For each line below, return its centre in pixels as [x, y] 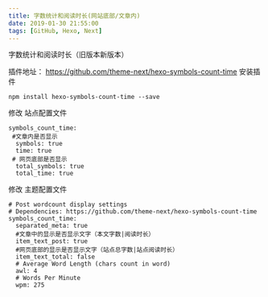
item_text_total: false [55, 257]
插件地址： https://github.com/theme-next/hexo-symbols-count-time [123, 72]
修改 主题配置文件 [37, 189]
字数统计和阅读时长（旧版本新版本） [68, 55]
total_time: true [45, 174]
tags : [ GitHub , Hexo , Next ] [56, 31]
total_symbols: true [50, 167]
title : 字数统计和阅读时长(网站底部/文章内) [74, 16]
